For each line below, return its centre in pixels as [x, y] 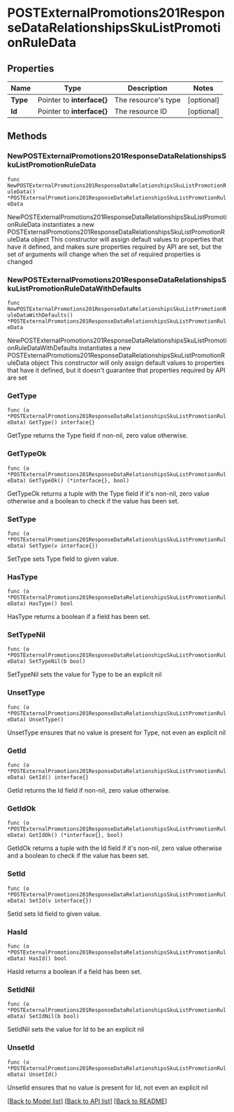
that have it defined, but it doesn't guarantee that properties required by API [116, 370]
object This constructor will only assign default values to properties [128, 363]
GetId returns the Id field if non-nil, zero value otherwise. [89, 791]
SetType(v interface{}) [64, 545]
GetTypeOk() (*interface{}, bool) [79, 480]
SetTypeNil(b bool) [57, 662]
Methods [27, 136]
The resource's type [147, 100]
